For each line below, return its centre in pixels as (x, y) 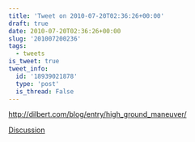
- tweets (30, 54)
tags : (17, 46)
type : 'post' (38, 84)
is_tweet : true (34, 62)
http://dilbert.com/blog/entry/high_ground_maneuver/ (97, 114)
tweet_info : (28, 69)
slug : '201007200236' (45, 39)
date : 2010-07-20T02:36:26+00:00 (65, 31)
